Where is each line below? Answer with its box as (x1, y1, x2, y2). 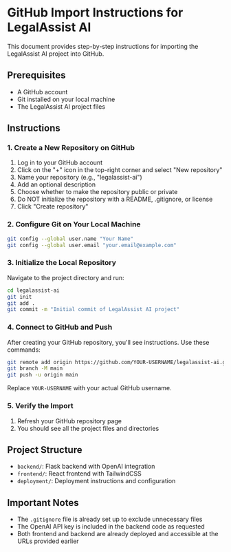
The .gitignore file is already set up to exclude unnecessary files (16, 515, 203, 524)
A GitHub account (16, 87, 68, 96)
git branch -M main (7, 365, 63, 372)
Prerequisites (7, 70, 66, 81)
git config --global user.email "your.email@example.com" (7, 242, 177, 248)
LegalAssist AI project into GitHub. (7, 50, 104, 58)
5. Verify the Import (7, 401, 74, 411)
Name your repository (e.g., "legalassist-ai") (16, 173, 142, 182)
